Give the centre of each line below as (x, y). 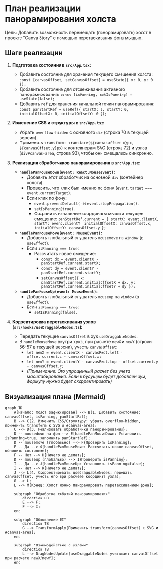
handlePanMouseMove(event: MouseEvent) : (61, 233)
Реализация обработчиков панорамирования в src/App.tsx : (76, 163)
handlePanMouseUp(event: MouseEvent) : (58, 291)
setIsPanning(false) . (55, 312)
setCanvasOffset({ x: (63, 278)
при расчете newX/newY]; (30, 558)
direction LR (36, 498)
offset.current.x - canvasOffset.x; (64, 356)
